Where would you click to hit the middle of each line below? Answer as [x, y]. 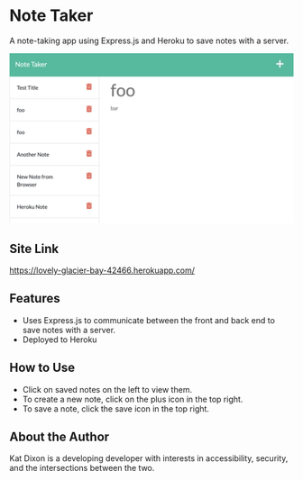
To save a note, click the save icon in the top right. [116, 408]
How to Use [42, 368]
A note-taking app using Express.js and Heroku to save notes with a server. [149, 41]
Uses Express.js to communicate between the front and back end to [148, 320]
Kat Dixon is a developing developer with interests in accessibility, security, [149, 458]
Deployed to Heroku [60, 340]
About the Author [60, 436]
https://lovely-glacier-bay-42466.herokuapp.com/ [102, 270]
